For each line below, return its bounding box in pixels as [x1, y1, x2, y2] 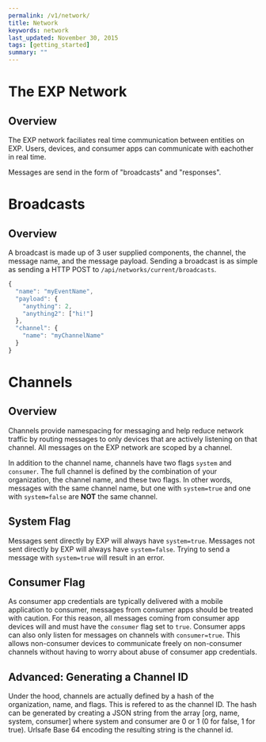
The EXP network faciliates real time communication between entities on [8, 136, 245, 144]
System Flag [8, 515, 71, 529]
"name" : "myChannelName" [22, 332, 104, 340]
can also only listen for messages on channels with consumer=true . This [8, 630, 241, 640]
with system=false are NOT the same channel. [8, 491, 158, 501]
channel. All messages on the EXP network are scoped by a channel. [8, 442, 233, 452]
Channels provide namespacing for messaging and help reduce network [8, 425, 244, 435]
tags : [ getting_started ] [8, 41, 90, 49]
